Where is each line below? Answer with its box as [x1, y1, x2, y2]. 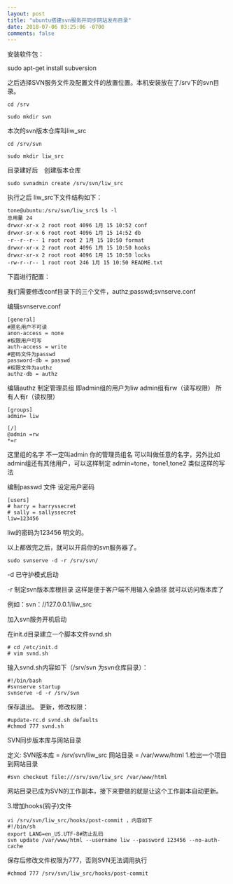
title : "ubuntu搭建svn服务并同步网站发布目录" [7, 17, 132, 24]
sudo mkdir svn [7, 114, 52, 121]
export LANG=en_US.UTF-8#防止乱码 [7, 831, 104, 838]
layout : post [7, 10, 45, 18]
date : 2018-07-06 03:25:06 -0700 [7, 23, 105, 30]
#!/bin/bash [7, 677, 42, 684]
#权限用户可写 [7, 337, 42, 344]
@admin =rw [7, 431, 39, 438]
